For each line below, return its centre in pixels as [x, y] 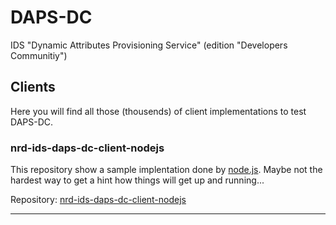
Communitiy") [39, 55]
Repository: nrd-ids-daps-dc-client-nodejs [98, 200]
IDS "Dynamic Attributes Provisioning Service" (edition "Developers [149, 45]
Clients [33, 87]
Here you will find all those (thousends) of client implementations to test [158, 111]
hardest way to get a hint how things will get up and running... [137, 180]
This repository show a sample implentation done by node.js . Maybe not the [166, 170]
